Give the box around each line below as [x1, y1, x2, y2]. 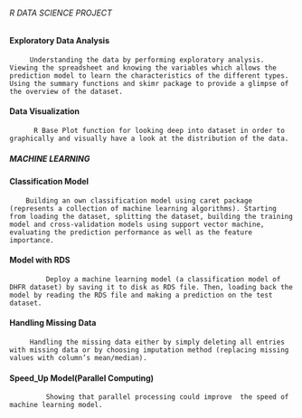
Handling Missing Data [9, 318, 97, 328]
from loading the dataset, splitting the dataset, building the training [9, 212, 294, 221]
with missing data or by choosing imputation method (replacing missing [9, 346, 289, 355]
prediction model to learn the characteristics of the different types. [9, 71, 289, 81]
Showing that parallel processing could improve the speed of [45, 393, 289, 402]
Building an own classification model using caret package [25, 195, 253, 205]
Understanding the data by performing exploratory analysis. [29, 55, 265, 64]
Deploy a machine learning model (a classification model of [45, 274, 281, 284]
